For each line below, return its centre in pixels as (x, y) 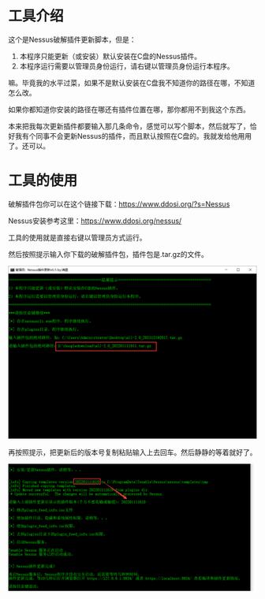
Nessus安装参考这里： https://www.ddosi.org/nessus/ (95, 221)
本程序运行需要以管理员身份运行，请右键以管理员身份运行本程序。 (127, 66)
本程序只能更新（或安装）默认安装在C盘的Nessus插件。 (110, 56)
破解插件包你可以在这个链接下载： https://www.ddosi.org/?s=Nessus (119, 204)
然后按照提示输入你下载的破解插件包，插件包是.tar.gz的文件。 (108, 254)
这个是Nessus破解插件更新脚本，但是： (72, 39)
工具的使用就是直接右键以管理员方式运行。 (77, 237)
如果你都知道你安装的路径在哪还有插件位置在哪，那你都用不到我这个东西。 (129, 109)
